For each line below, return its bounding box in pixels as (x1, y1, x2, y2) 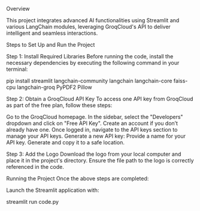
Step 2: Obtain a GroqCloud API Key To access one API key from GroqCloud (6, 96, 193, 102)
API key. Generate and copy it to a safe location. (6, 139, 125, 146)
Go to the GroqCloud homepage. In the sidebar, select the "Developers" (6, 114, 184, 120)
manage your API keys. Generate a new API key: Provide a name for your (6, 132, 186, 139)
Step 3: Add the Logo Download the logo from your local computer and (6, 150, 181, 157)
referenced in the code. (6, 164, 64, 170)
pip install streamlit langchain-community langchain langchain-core (6, 78, 172, 84)
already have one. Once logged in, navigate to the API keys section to (6, 126, 178, 133)
